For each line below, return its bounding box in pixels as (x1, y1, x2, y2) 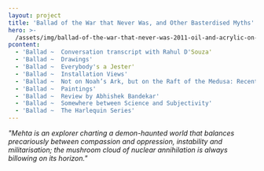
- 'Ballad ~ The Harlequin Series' (15, 107, 135, 115)
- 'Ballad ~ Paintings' (15, 84, 97, 93)
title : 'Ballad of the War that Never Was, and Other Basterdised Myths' (8, 19, 255, 27)
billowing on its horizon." (8, 154, 88, 162)
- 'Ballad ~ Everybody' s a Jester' (15, 63, 135, 71)
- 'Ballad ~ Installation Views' (15, 70, 128, 78)
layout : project (8, 11, 61, 20)
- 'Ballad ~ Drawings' (15, 56, 93, 64)
